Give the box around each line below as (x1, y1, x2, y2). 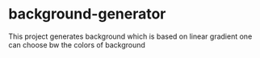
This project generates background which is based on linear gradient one (8, 31, 253, 41)
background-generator (8, 5, 166, 23)
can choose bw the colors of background (8, 39, 145, 49)
